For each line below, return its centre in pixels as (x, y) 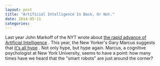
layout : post (19, 10)
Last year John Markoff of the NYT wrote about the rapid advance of (76, 37)
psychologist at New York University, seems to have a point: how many (78, 53)
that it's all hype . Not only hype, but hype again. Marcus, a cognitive (76, 48)
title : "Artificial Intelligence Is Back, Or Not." (60, 14)
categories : (17, 23)
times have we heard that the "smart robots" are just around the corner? (79, 58)
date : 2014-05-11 (23, 19)
